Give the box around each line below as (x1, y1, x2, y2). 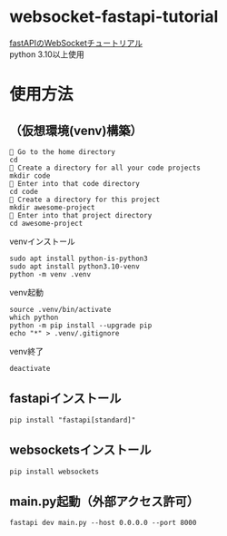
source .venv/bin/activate (9, 305, 112, 314)
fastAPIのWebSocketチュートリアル (9, 37, 143, 48)
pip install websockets (9, 467, 100, 476)
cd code (9, 187, 39, 196)
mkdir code (9, 171, 51, 180)
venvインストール (9, 236, 75, 247)
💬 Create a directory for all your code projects (9, 163, 202, 172)
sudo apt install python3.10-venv (9, 261, 141, 271)
